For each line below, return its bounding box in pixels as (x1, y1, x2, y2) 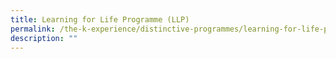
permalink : (10, 24, 56, 34)
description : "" (10, 33, 78, 43)
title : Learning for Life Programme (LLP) (10, 14, 190, 25)
